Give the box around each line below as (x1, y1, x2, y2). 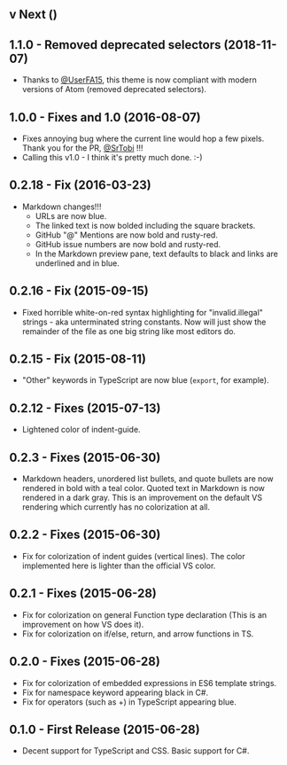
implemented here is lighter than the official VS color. (21, 560, 216, 571)
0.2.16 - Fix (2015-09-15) (9, 284, 149, 299)
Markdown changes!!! (21, 201, 102, 212)
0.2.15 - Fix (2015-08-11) (9, 352, 146, 367)
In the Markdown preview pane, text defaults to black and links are (35, 248, 279, 259)
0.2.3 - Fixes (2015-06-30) (9, 449, 161, 464)
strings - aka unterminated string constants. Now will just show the (21, 316, 267, 327)
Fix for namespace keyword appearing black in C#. (21, 687, 209, 698)
